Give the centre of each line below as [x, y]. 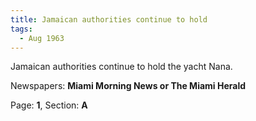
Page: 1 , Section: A [49, 105]
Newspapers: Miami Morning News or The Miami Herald [128, 86]
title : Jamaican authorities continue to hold [109, 19]
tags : [21, 29]
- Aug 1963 [42, 38]
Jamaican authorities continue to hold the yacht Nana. [121, 67]
